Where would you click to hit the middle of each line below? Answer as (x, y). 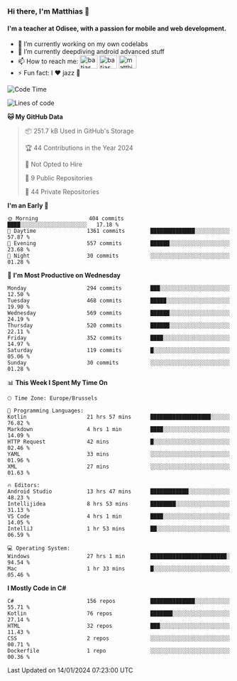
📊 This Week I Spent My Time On (57, 383)
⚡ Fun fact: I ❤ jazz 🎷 (49, 73)
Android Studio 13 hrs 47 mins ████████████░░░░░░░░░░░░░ (119, 492)
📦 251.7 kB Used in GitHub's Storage (79, 131)
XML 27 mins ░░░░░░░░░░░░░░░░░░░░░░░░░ (119, 467)
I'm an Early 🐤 (28, 206)
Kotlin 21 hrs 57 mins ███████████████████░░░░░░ (119, 417)
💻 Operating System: (39, 549)
